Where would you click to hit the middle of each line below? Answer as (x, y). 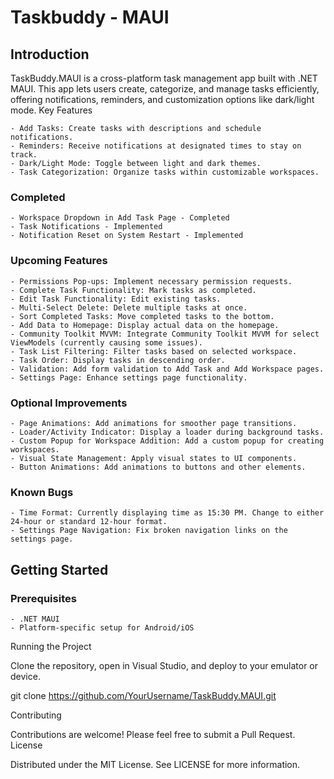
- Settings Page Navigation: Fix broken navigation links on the (149, 531)
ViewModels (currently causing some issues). (106, 342)
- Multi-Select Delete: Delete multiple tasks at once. (129, 307)
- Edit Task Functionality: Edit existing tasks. (116, 299)
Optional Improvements (69, 403)
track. (24, 155)
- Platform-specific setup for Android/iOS (102, 627)
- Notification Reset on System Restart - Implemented (127, 236)
